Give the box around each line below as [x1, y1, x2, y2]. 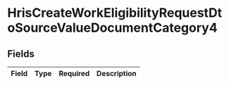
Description [96, 69, 137, 78]
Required [58, 69, 90, 78]
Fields [7, 48, 35, 60]
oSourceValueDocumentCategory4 [7, 20, 218, 36]
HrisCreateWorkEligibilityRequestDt [7, 5, 223, 21]
